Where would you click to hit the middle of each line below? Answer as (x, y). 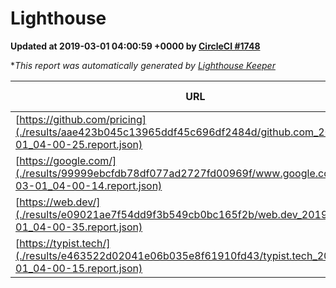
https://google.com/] (68, 160)
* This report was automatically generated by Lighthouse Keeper (143, 65)
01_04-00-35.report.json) (79, 227)
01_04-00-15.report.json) (79, 268)
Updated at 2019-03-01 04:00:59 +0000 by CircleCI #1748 (135, 46)
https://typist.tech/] (65, 243)
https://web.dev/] (60, 202)
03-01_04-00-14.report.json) (89, 185)
